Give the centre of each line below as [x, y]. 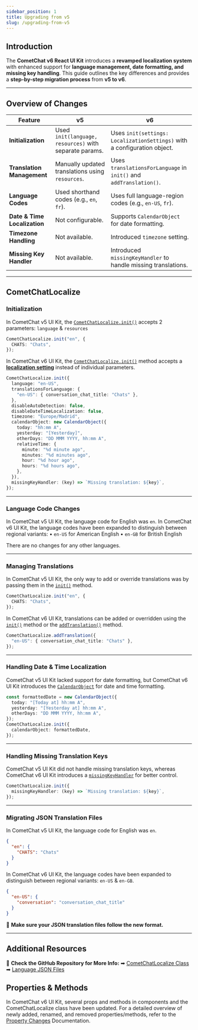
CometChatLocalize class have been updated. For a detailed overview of [94, 1008]
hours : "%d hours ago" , [51, 466]
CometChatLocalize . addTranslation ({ [51, 635]
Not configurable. [79, 220]
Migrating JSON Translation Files [55, 818]
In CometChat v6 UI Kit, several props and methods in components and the [97, 1002]
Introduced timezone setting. [150, 237]
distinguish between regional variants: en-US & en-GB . [70, 881]
